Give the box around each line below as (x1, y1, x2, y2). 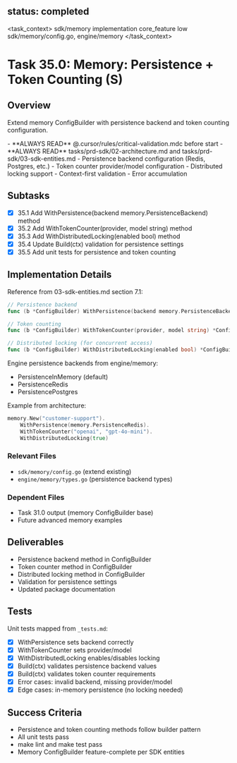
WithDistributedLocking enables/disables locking (17, 654, 160, 662)
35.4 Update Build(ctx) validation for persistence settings (17, 240, 184, 248)
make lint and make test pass (17, 740, 103, 748)
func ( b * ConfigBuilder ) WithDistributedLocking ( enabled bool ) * (7, 346, 203, 353)
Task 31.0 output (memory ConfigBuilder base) (17, 508, 154, 517)
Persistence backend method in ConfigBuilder (17, 555, 152, 563)
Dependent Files (7, 492, 65, 502)
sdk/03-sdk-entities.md (7, 154, 76, 163)
